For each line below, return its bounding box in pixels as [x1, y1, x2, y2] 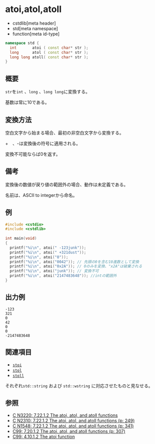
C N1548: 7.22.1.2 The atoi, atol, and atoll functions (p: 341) [12, 423, 134, 429]
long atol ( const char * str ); [10, 50, 89, 55]
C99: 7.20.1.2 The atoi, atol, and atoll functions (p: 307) [12, 428, 125, 434]
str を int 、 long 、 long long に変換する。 [5, 89, 90, 95]
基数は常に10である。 [5, 99, 50, 105]
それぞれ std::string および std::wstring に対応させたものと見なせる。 [5, 383, 153, 389]
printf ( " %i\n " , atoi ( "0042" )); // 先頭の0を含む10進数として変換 [10, 259, 139, 264]
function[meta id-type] [12, 31, 60, 37]
